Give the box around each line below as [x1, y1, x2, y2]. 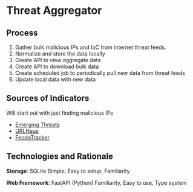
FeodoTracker [15, 133, 50, 141]
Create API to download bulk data [15, 63, 99, 70]
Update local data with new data [15, 76, 96, 83]
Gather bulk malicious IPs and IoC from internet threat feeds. [15, 43, 166, 51]
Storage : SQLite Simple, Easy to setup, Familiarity [6, 167, 130, 174]
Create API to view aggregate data [15, 57, 101, 63]
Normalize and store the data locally [15, 50, 106, 57]
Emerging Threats [15, 121, 60, 128]
